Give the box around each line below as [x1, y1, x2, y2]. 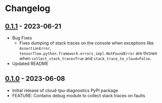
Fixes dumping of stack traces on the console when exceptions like [19, 40, 154, 46]
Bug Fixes [12, 35, 32, 41]
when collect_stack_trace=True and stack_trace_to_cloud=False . [19, 56, 152, 61]
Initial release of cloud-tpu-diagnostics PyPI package [12, 88, 118, 93]
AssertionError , [19, 45, 51, 51]
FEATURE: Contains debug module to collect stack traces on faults [12, 92, 146, 98]
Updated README [12, 61, 49, 66]
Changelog [5, 3, 50, 14]
